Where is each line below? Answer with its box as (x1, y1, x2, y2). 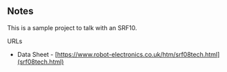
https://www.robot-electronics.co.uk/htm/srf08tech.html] (57, 50, 220, 58)
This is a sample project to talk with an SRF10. (7, 23, 137, 32)
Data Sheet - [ (17, 50, 57, 58)
